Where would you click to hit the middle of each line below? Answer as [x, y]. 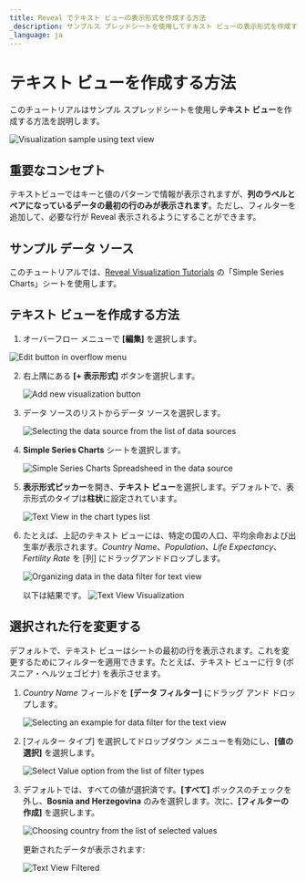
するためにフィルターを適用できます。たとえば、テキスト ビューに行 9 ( [152, 661]
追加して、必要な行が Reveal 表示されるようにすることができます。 [135, 217]
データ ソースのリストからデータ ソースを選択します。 [124, 412]
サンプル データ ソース [72, 249]
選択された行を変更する [75, 627]
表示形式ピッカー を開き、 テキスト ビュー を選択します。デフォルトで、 [154, 487]
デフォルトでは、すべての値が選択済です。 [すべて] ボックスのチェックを [157, 789]
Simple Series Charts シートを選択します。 [104, 450]
